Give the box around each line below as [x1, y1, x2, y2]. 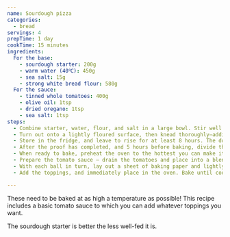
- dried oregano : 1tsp [19, 105, 84, 112]
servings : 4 [7, 29, 41, 36]
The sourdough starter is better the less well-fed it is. [7, 222, 157, 230]
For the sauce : [13, 86, 57, 93]
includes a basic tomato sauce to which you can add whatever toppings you [7, 201, 222, 210]
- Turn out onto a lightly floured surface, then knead [13, 131, 176, 138]
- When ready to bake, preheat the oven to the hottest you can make [13, 150, 216, 158]
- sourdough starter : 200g [19, 61, 97, 68]
